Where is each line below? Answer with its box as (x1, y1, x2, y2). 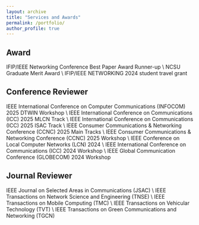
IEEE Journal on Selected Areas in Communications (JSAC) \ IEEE (6, 186, 166, 194)
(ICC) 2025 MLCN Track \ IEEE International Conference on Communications (6, 115, 194, 122)
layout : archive (6, 8, 46, 15)
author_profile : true (6, 25, 60, 32)
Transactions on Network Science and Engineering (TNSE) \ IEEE (6, 193, 165, 200)
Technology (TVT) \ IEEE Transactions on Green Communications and (6, 205, 177, 212)
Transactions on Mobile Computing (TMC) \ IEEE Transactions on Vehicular (6, 199, 190, 206)
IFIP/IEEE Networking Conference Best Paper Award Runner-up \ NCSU (6, 63, 181, 70)
